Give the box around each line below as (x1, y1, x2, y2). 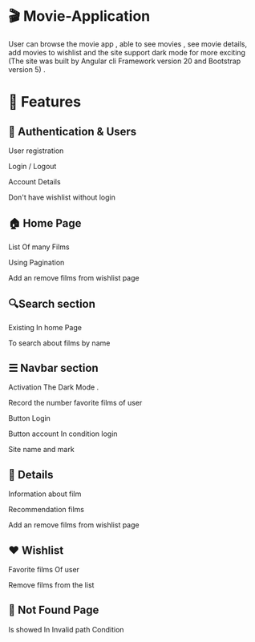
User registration (8, 146, 64, 155)
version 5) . (8, 64, 46, 74)
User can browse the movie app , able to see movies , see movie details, (8, 38, 247, 49)
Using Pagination (8, 257, 65, 267)
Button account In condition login (8, 429, 118, 438)
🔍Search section (8, 297, 96, 311)
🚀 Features (8, 93, 82, 111)
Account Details (8, 176, 62, 186)
